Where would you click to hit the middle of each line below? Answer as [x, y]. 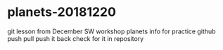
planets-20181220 [62, 12]
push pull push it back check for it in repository [76, 38]
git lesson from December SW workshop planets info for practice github [111, 31]
